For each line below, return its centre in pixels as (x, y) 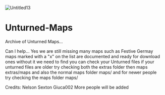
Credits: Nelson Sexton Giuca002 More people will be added (67, 87)
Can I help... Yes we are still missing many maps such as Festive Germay (79, 51)
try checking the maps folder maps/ (42, 78)
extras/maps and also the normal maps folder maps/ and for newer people (81, 72)
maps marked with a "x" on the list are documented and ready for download (82, 56)
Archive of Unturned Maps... (34, 41)
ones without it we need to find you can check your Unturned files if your (80, 62)
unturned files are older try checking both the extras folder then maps (76, 67)
